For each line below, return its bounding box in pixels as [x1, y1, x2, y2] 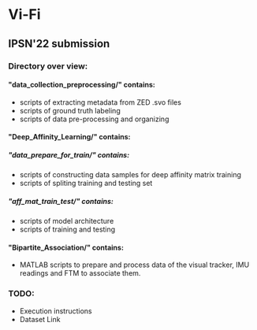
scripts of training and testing [19, 224, 116, 234]
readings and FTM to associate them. [19, 269, 141, 278]
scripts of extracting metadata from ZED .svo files [19, 97, 181, 107]
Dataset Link [19, 314, 61, 324]
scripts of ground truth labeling [19, 106, 121, 115]
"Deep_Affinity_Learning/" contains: [8, 132, 131, 142]
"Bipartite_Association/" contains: [8, 243, 125, 252]
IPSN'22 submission [8, 37, 110, 50]
